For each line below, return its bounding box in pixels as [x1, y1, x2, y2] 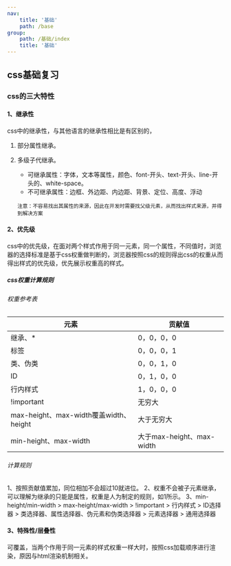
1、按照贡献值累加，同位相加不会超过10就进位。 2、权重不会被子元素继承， [7, 483, 220, 492]
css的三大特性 [7, 91, 55, 101]
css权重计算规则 [7, 276, 54, 284]
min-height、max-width [10, 436, 91, 446]
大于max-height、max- [137, 432, 215, 442]
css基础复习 [7, 69, 59, 81]
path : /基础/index [19, 36, 70, 43]
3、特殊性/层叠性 [7, 527, 56, 535]
